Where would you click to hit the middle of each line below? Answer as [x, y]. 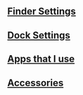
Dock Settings [39, 35]
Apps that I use [41, 59]
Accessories [36, 83]
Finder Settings [41, 12]
